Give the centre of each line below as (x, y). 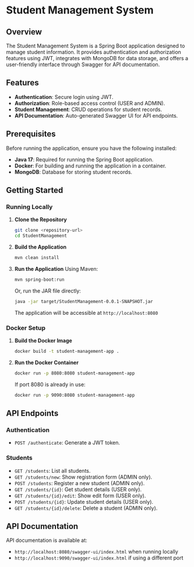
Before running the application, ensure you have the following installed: (91, 148)
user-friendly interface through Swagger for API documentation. (83, 64)
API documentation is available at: (47, 540)
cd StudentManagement (40, 236)
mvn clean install (37, 258)
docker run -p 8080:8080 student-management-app (75, 373)
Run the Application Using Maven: (56, 269)
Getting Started (35, 190)
